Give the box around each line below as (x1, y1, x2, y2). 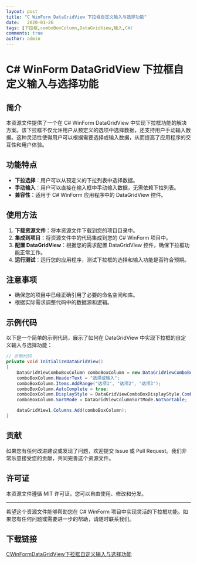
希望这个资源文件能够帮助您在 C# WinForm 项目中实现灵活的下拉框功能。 (6, 508, 184, 515)
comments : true (6, 30, 43, 36)
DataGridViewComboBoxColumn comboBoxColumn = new (16, 370, 141, 376)
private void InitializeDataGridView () (6, 359, 104, 365)
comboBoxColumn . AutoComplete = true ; (16, 386, 109, 392)
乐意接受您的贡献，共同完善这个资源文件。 (11, 455, 114, 462)
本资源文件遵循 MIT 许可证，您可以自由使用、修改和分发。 (6, 490, 147, 497)
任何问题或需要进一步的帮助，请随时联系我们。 (21, 515, 135, 522)
